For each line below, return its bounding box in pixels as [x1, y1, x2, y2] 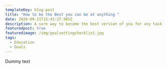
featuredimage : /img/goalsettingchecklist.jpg [5, 30, 104, 35]
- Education [9, 40, 35, 45]
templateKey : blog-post [5, 7, 55, 12]
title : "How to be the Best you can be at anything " [5, 12, 120, 17]
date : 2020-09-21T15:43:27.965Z [5, 16, 72, 21]
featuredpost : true [5, 26, 46, 31]
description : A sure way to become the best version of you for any [5, 21, 151, 26]
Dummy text [5, 58, 30, 64]
